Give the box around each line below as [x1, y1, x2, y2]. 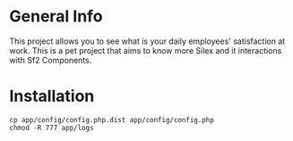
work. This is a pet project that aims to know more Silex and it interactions [9, 45, 282, 55]
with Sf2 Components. [9, 54, 92, 65]
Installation [9, 87, 95, 106]
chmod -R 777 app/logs [9, 123, 94, 132]
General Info [9, 6, 103, 27]
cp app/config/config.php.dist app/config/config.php [9, 115, 215, 124]
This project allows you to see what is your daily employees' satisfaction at [9, 36, 286, 46]
